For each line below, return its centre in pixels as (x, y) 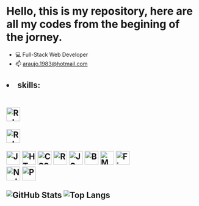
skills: (29, 85)
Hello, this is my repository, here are (100, 11)
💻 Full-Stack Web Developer (52, 54)
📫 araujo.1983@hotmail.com (51, 64)
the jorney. (34, 37)
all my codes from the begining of (93, 24)
